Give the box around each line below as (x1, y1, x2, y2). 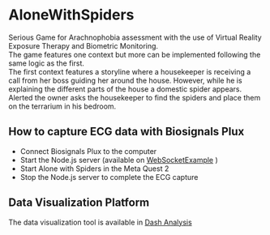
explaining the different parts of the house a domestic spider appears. (8, 83, 242, 94)
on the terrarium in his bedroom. (8, 101, 117, 111)
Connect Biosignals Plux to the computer (19, 146, 157, 156)
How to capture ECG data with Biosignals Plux (8, 125, 245, 139)
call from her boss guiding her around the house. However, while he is (8, 75, 242, 85)
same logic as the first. (8, 58, 85, 68)
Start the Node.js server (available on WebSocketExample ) (19, 155, 219, 164)
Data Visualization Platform (8, 196, 150, 210)
